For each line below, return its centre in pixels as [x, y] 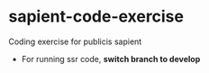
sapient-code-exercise [96, 17]
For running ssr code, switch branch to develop [111, 59]
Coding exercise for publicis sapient [75, 41]
